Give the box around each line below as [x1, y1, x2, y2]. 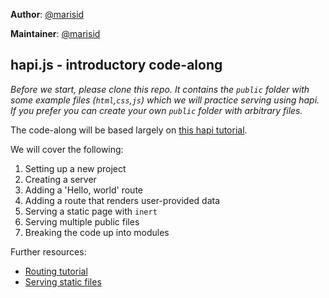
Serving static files [24, 275, 102, 288]
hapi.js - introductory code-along [10, 57, 223, 74]
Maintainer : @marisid [10, 28, 101, 39]
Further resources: [10, 245, 87, 258]
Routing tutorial [24, 265, 88, 277]
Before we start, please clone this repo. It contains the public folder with [10, 83, 310, 95]
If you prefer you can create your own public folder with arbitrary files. [10, 104, 303, 116]
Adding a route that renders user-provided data [24, 194, 221, 206]
